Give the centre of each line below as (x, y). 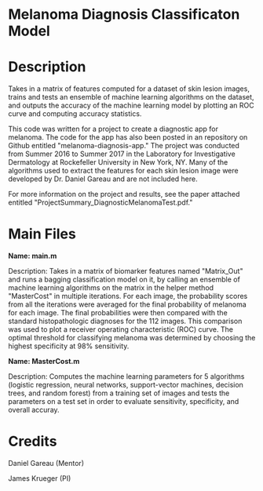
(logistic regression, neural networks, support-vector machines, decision (126, 385)
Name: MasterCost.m (44, 362)
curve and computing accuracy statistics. (75, 114)
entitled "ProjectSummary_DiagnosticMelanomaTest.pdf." (100, 202)
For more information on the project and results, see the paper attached (124, 195)
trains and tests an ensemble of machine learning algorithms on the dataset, (131, 97)
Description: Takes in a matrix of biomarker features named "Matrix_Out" (126, 271)
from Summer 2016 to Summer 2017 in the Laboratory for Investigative (122, 154)
